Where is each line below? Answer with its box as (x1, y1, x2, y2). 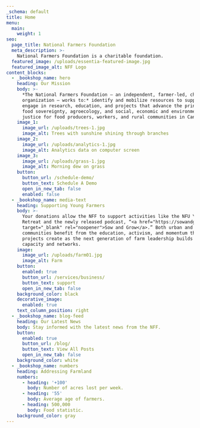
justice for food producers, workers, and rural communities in (21, 114, 185, 120)
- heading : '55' (21, 390, 62, 396)
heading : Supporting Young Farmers (17, 202, 105, 208)
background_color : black (17, 291, 79, 297)
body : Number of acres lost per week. (27, 385, 124, 391)
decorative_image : (17, 296, 62, 302)
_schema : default (6, 8, 49, 15)
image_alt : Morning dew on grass (21, 164, 105, 170)
